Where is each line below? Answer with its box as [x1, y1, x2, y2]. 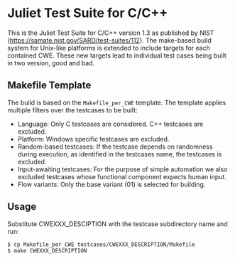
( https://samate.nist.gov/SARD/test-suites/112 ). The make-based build [7, 36, 212, 44]
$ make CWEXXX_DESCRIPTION [7, 247, 87, 255]
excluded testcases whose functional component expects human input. [17, 172, 227, 181]
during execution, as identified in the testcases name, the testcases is [17, 149, 222, 158]
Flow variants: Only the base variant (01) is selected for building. [17, 180, 206, 188]
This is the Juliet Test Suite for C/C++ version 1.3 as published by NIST [7, 28, 214, 37]
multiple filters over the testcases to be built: [7, 105, 138, 114]
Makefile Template [7, 80, 92, 92]
